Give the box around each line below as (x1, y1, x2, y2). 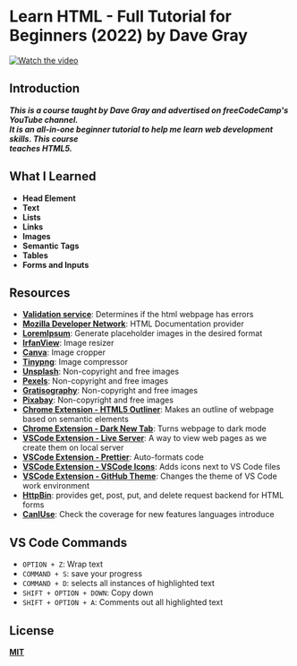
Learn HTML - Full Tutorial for (9, 6, 233, 27)
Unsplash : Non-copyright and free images (21, 366, 180, 377)
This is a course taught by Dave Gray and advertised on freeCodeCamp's (9, 105, 289, 116)
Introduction (9, 81, 81, 96)
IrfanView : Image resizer (21, 338, 115, 349)
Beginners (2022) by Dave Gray (9, 25, 249, 46)
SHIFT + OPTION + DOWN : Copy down (21, 587, 154, 598)
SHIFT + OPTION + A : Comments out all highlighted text (21, 597, 224, 608)
